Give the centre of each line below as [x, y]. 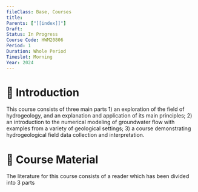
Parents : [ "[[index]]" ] [36, 23]
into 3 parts [21, 183]
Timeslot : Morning [29, 57]
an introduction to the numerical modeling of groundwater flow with [91, 122]
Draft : [15, 29]
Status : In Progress [32, 35]
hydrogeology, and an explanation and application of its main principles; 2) [99, 116]
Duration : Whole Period [36, 51]
